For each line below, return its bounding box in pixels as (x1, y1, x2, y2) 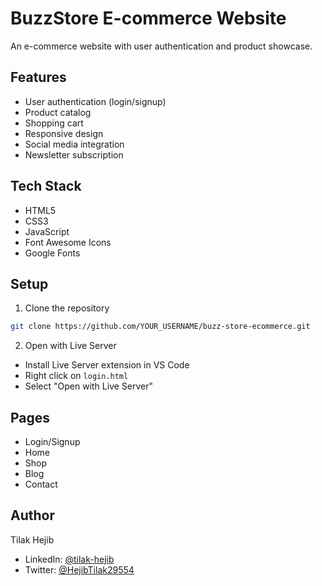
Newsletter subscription (24, 148, 124, 161)
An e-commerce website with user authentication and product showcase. (10, 40, 313, 52)
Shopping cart (24, 117, 84, 129)
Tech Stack (10, 178, 82, 195)
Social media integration (24, 138, 125, 150)
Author (10, 507, 55, 524)
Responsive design (24, 127, 104, 139)
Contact (24, 478, 58, 491)
